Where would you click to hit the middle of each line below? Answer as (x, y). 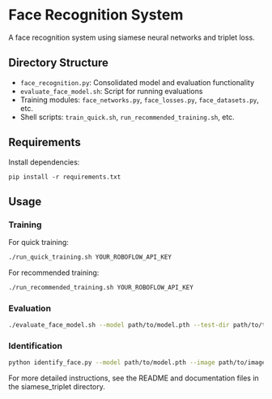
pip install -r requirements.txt (65, 177)
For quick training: (38, 242)
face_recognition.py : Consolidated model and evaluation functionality (137, 82)
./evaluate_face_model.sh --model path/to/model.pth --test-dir (119, 325)
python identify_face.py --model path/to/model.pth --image (112, 363)
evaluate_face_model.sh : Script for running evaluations (111, 91)
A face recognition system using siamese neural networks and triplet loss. (132, 37)
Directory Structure (59, 63)
